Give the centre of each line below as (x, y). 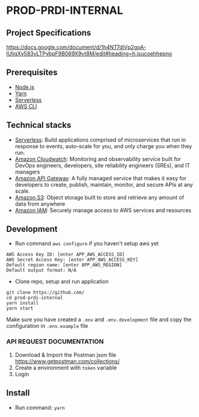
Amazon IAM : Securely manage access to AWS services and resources (103, 210)
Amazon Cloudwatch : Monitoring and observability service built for (98, 159)
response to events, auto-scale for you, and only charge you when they (103, 146)
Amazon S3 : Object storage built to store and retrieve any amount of (99, 197)
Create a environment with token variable (66, 368)
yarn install (23, 303)
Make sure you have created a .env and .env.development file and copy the (99, 319)
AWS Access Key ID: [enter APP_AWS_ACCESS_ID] (66, 255)
